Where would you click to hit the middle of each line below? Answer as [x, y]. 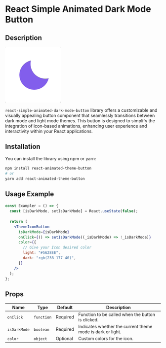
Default [65, 307]
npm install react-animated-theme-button [48, 168]
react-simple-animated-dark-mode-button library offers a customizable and [81, 110]
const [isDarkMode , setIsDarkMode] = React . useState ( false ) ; [74, 211]
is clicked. [88, 319]
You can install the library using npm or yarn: [51, 158]
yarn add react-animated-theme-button [45, 178]
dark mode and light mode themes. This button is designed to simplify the [80, 121]
